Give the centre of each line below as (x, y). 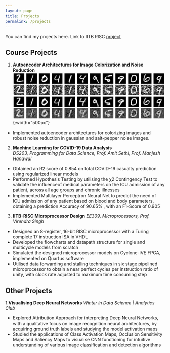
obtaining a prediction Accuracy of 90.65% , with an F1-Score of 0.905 (86, 206)
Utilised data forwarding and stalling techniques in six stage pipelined (85, 264)
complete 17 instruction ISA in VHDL (50, 237)
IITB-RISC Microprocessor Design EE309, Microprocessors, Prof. (81, 216)
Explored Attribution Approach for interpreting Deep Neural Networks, (85, 318)
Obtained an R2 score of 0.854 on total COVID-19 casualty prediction (84, 169)
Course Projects (31, 53)
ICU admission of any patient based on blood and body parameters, (83, 201)
